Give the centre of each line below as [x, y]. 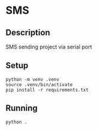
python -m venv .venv [33, 79]
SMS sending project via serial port [49, 47]
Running [22, 108]
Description [28, 33]
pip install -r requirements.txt [47, 90]
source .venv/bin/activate [39, 84]
